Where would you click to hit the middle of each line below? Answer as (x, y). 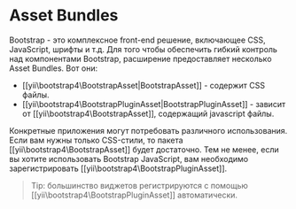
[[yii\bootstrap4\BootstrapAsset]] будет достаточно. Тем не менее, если (144, 149)
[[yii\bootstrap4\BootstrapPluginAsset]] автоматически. (134, 195)
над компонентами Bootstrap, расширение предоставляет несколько (140, 58)
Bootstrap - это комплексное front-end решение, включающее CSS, (137, 40)
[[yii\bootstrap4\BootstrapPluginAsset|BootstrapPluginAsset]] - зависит (154, 104)
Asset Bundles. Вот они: (54, 68)
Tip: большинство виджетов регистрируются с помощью (139, 185)
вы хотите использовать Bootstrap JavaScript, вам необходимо (129, 159)
